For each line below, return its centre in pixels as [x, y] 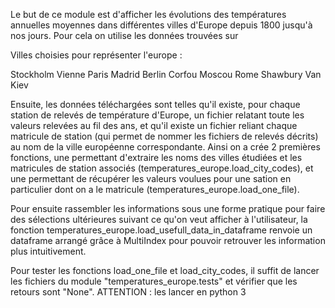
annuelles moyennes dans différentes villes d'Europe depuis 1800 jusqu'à [161, 25]
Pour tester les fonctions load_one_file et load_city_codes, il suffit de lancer [165, 270]
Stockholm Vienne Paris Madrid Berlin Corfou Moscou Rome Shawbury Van [166, 74]
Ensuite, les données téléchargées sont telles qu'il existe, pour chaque [155, 104]
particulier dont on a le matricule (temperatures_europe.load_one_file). [155, 189]
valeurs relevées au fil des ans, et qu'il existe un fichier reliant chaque [154, 125]
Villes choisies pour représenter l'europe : [96, 55]
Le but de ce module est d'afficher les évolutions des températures [148, 14]
